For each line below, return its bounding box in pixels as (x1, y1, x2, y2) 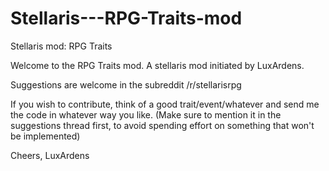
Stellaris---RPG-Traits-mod (10, 7, 243, 30)
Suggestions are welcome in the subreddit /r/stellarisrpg (10, 78, 242, 91)
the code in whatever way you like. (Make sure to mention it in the (10, 108, 282, 121)
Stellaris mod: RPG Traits (10, 40, 113, 52)
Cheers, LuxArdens (10, 149, 90, 161)
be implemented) (10, 130, 81, 142)
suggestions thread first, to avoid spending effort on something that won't (10, 119, 315, 131)
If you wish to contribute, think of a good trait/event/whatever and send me (10, 98, 320, 110)
